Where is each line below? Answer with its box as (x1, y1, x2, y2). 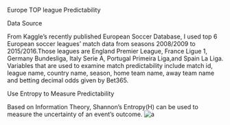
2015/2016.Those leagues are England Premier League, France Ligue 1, (7, 47, 208, 55)
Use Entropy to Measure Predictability (7, 89, 115, 98)
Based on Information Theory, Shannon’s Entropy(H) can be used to (7, 103, 199, 111)
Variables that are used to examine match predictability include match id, (7, 62, 213, 69)
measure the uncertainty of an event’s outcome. (7, 110, 143, 118)
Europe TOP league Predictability (7, 6, 101, 14)
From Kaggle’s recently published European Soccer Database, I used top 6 (7, 32, 218, 41)
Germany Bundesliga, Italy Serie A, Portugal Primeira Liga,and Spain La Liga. (7, 54, 224, 62)
